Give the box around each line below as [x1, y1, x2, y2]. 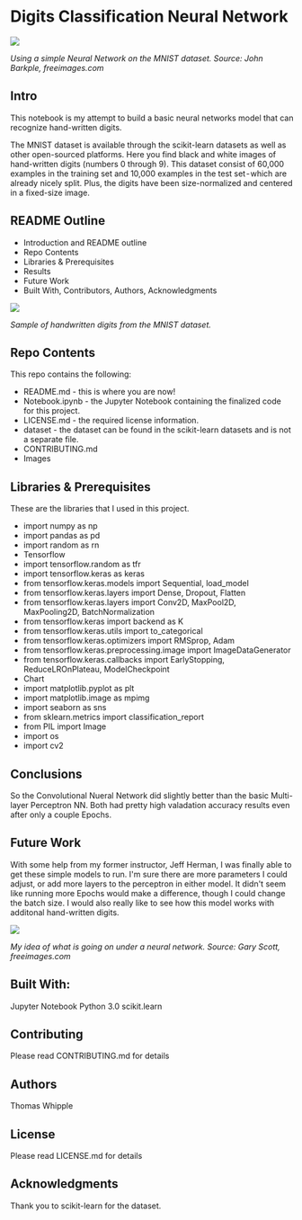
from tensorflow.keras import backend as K [22, 616, 184, 627]
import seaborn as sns [22, 702, 107, 713]
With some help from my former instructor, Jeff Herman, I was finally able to [10, 859, 292, 869]
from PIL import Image [22, 721, 107, 732]
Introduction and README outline [22, 236, 147, 248]
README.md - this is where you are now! [22, 387, 176, 397]
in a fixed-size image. [10, 187, 91, 198]
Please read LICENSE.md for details [10, 1151, 143, 1162]
